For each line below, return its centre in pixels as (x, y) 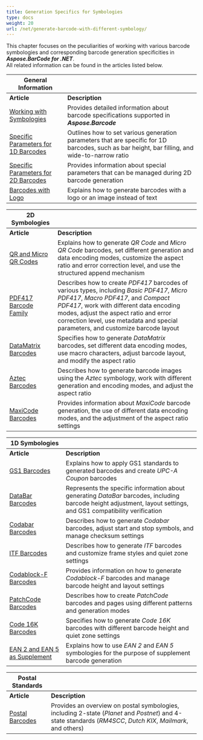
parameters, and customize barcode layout (118, 329)
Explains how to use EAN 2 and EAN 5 (120, 646)
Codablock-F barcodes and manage (118, 578)
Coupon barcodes (91, 479)
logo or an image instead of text (112, 198)
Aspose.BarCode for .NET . (40, 59)
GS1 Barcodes (30, 471)
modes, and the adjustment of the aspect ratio (123, 418)
